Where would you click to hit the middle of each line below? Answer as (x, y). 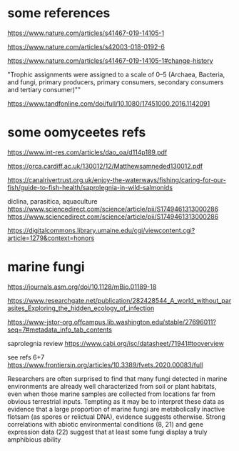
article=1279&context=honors (51, 238)
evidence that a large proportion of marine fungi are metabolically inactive (116, 409)
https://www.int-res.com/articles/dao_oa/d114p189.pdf (87, 152)
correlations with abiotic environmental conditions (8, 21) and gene (105, 424)
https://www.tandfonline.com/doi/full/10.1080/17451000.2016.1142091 (109, 103)
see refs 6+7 (26, 357)
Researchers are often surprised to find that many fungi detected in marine (117, 378)
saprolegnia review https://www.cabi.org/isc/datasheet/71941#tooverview (116, 343)
